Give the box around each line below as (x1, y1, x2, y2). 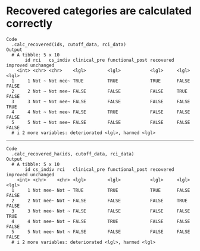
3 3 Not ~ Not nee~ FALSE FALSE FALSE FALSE (11, 99, 190, 104)
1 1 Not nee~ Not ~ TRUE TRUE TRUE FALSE (11, 187, 190, 193)
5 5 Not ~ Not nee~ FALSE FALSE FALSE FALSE (11, 119, 190, 125)
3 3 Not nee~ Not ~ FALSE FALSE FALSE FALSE (11, 208, 190, 214)
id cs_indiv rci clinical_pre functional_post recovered (24, 166, 174, 173)
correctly (6, 17, 53, 30)
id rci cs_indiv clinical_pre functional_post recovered (24, 57, 174, 63)
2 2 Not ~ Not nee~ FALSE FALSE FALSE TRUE (11, 88, 187, 94)
